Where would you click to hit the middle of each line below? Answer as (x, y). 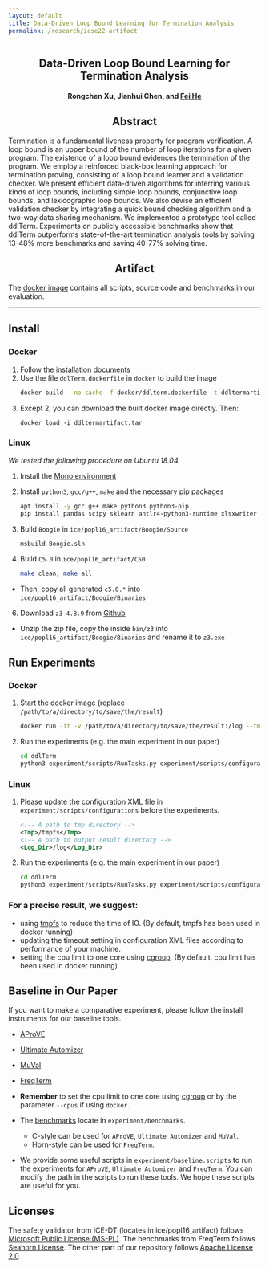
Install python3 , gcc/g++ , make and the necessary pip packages (122, 491)
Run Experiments (52, 662)
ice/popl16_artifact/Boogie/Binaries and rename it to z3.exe (122, 637)
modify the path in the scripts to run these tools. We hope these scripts (137, 1177)
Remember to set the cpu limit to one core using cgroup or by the (128, 1096)
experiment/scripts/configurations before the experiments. (120, 810)
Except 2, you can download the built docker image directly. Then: (129, 408)
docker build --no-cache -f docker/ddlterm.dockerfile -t (118, 393)
